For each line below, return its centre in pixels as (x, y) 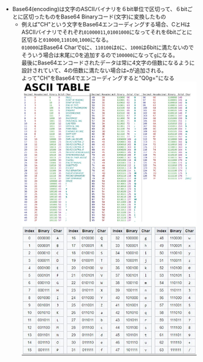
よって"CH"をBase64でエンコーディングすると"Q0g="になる (98, 78)
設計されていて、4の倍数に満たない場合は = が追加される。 (94, 70)
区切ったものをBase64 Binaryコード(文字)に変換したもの (95, 17)
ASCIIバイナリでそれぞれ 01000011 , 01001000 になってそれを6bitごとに (107, 32)
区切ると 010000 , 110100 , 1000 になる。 (67, 40)
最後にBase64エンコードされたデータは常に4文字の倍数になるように (108, 63)
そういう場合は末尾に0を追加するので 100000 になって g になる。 (100, 55)
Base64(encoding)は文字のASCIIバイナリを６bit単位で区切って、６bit (100, 9)
